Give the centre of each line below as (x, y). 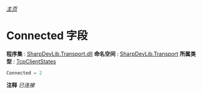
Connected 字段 (47, 35)
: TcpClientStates (34, 61)
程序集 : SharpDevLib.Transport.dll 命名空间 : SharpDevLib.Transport (92, 54)
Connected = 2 (24, 73)
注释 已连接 (20, 85)
